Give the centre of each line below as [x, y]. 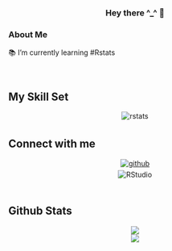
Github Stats [40, 211]
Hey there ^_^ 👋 [135, 13]
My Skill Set [39, 96]
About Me [28, 34]
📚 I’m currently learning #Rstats [62, 52]
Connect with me [52, 144]
